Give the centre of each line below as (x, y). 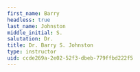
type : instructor (32, 52)
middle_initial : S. (35, 33)
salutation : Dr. (30, 39)
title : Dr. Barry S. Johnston (50, 45)
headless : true (29, 20)
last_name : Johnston (37, 26)
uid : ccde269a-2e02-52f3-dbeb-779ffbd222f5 (70, 58)
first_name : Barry (33, 13)
